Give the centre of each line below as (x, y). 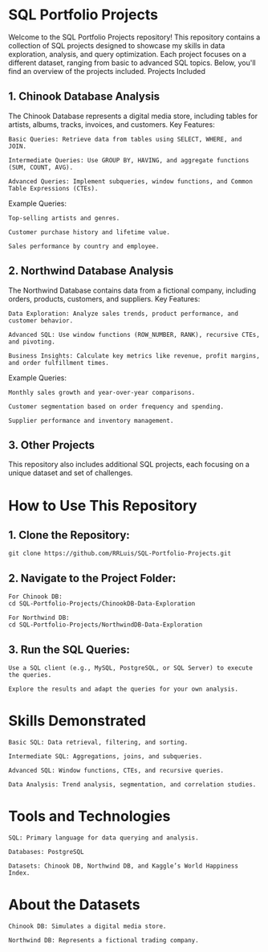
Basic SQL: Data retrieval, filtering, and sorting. (98, 742)
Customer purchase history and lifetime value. (89, 232)
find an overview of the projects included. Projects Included (107, 71)
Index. (19, 873)
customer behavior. (41, 320)
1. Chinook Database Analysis (84, 97)
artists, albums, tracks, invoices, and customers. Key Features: (112, 124)
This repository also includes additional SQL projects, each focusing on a (129, 465)
